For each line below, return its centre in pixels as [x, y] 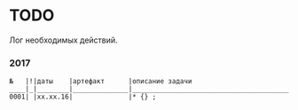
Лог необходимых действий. [63, 40]
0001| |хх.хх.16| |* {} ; [83, 97]
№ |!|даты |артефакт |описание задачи [101, 82]
